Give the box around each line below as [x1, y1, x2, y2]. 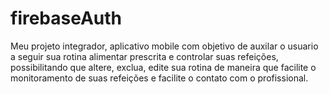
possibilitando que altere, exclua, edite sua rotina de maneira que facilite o [10, 61, 317, 73]
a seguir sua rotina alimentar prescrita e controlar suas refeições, [10, 50, 279, 62]
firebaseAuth [10, 7, 123, 30]
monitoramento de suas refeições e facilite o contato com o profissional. [10, 72, 309, 84]
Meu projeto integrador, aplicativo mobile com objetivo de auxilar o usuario [10, 40, 319, 52]
